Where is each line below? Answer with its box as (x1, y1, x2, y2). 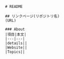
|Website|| (5, 45, 27, 50)
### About (5, 27, 25, 32)
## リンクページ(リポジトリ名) (5, 14, 60, 19)
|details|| (5, 41, 27, 46)
